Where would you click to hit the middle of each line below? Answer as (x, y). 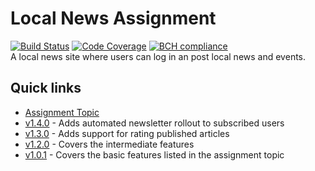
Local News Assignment (113, 18)
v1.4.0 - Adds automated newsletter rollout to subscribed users (154, 123)
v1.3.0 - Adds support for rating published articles (127, 133)
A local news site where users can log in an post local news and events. (158, 56)
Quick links (46, 88)
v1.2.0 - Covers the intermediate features (109, 144)
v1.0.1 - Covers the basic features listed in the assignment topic (154, 154)
